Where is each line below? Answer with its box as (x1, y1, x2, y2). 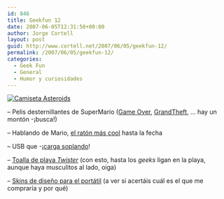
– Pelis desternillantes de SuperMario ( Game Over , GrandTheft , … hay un (7, 108, 217, 116)
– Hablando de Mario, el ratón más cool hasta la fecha (7, 128, 163, 137)
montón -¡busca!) (7, 115, 57, 124)
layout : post (7, 36, 45, 43)
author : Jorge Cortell (7, 29, 73, 37)
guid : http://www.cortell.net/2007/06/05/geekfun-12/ (7, 43, 168, 50)
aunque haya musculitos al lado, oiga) (7, 163, 117, 172)
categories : (7, 56, 42, 63)
